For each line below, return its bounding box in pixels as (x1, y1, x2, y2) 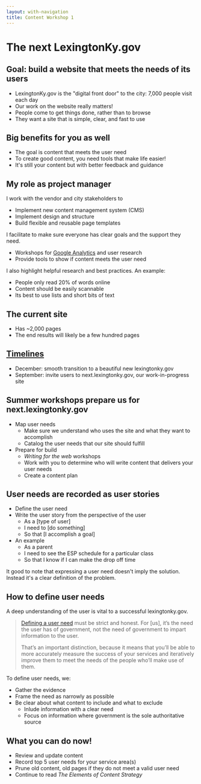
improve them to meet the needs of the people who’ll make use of (20, 657, 185, 664)
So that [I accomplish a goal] (23, 530, 95, 538)
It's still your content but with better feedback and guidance (14, 161, 164, 169)
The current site (6, 309, 68, 319)
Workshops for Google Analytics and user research (14, 249, 143, 257)
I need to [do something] (23, 524, 85, 532)
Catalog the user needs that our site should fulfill (23, 440, 145, 447)
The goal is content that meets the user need (14, 149, 127, 156)
